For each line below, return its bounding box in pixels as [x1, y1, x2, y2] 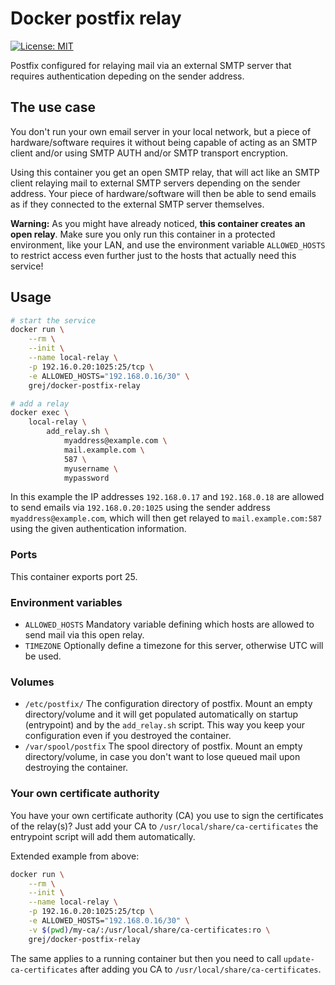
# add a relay [10, 398, 70, 409]
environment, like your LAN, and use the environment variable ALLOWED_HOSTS [10, 238, 326, 251]
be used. [24, 650, 62, 662]
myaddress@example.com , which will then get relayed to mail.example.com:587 [10, 512, 323, 524]
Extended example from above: [10, 850, 140, 862]
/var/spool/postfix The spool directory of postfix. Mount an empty [24, 740, 303, 752]
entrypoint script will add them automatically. [10, 830, 196, 842]
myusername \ [63, 463, 118, 474]
